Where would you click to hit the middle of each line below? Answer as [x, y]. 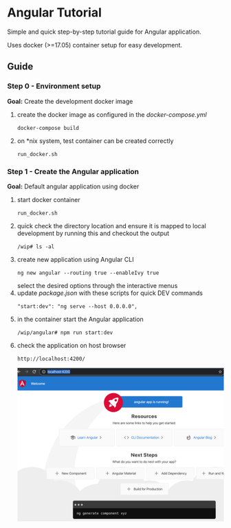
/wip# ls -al [36, 246]
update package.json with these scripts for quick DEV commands [110, 293]
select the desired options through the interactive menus [97, 285]
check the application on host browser [71, 345]
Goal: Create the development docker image [70, 101]
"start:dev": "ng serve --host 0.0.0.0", [77, 306]
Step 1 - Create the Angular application [73, 171]
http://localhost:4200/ [51, 359]
